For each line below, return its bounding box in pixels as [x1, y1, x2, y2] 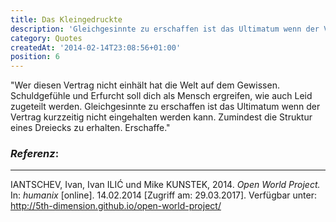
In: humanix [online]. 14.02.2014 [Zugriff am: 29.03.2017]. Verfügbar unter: [10, 189, 317, 201]
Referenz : [10, 147, 60, 161]
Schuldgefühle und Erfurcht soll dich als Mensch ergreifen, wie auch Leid [10, 90, 313, 102]
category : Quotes [10, 33, 83, 43]
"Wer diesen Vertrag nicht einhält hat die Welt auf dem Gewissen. [10, 79, 280, 91]
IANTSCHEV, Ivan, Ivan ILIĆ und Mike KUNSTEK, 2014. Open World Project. [10, 179, 321, 191]
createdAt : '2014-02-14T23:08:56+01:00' [10, 42, 182, 53]
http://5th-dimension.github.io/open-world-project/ [10, 200, 222, 212]
